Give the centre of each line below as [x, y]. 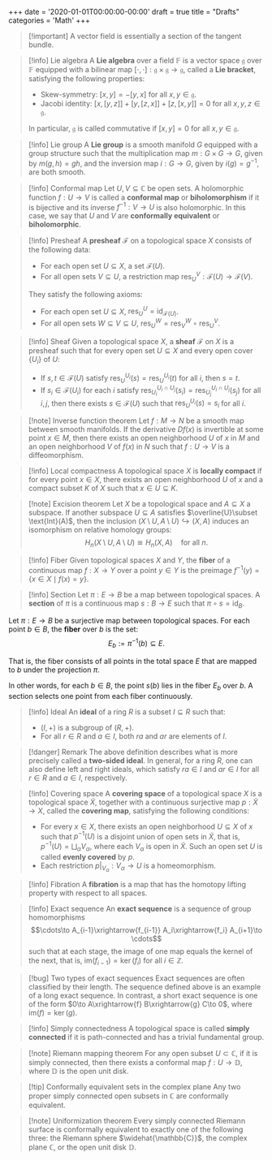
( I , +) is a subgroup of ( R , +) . [87, 727]
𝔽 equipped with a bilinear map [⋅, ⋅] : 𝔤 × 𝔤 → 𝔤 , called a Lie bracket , [142, 69]
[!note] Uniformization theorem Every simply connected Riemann [137, 1120]
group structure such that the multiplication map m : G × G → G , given [145, 153]
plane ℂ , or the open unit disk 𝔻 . [82, 1147]
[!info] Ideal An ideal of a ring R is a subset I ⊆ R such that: [127, 712]
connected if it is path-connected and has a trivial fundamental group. [146, 1037]
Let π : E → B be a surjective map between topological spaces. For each [129, 621]
